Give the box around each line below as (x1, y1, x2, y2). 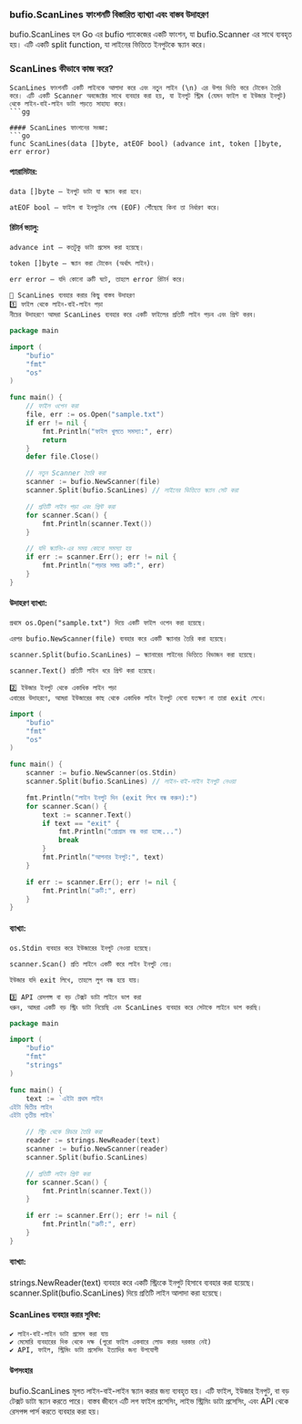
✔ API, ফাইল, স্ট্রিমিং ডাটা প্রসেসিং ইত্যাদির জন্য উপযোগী (9, 1346, 159, 1355)
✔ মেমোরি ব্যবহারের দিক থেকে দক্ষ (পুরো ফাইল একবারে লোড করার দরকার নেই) (9, 1337, 212, 1347)
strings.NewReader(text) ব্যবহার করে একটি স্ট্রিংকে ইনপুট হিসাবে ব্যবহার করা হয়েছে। (9, 1276, 257, 1288)
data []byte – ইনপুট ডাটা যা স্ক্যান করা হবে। (9, 187, 144, 196)
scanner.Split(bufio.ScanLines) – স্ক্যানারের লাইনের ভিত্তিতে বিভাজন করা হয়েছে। (9, 650, 257, 659)
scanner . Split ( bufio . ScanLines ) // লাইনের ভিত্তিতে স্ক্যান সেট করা (25, 486, 239, 495)
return (42, 435, 67, 445)
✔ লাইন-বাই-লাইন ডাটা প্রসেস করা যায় (9, 1330, 109, 1339)
